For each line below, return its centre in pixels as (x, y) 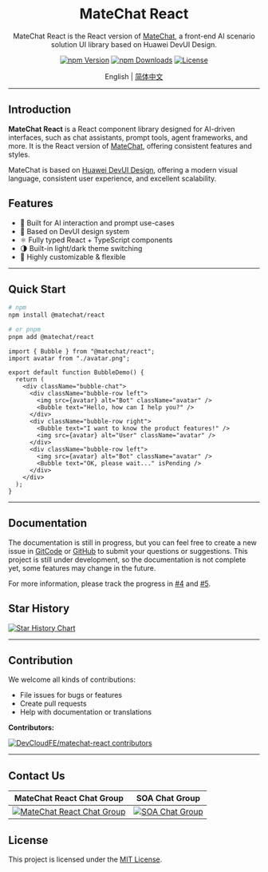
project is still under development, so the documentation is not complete (127, 559)
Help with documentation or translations (86, 712)
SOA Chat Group (168, 798)
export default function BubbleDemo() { (77, 372)
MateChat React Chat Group (69, 798)
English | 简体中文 (134, 76)
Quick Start (37, 289)
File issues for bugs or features (71, 695)
